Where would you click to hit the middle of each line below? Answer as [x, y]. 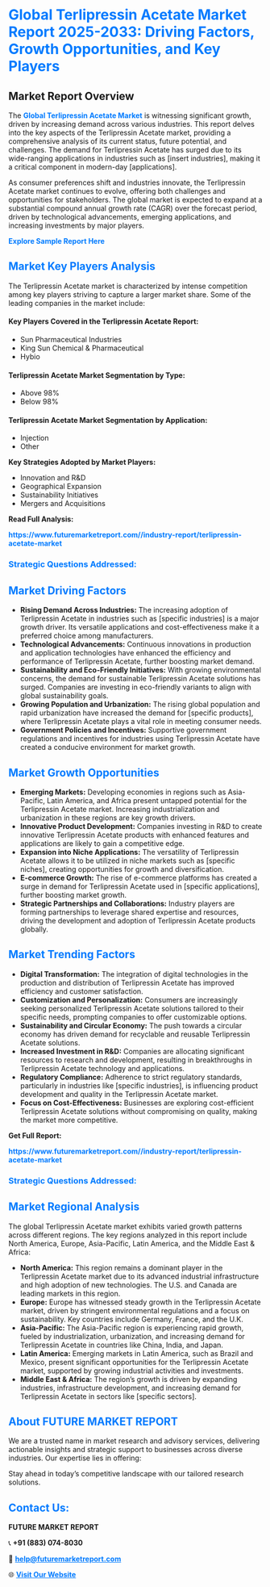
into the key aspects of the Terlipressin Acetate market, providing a [120, 132]
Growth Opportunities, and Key [114, 49]
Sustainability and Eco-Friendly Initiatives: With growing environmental [141, 670]
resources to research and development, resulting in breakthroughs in [136, 1060]
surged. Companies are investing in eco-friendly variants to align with [135, 687]
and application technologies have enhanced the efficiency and [125, 653]
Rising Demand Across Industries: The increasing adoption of [124, 610]
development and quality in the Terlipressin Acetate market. [119, 1094]
